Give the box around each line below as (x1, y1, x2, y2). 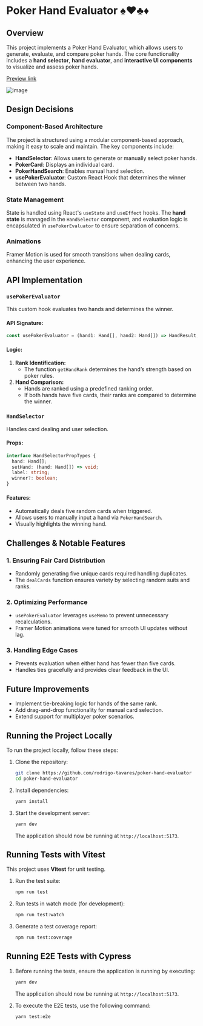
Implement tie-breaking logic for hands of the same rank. (15, 700, 158, 707)
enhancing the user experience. (6, 257, 86, 264)
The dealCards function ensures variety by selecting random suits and (15, 576, 190, 583)
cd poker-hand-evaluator (15, 776, 78, 782)
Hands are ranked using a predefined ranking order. (24, 385, 154, 392)
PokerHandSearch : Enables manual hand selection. (15, 167, 145, 175)
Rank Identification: (15, 359, 66, 367)
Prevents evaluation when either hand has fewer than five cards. (15, 660, 176, 667)
